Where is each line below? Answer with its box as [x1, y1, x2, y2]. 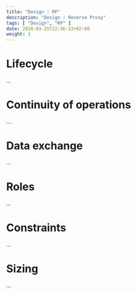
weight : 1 [6, 31, 31, 37]
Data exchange [6, 139, 83, 153]
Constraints [6, 221, 67, 235]
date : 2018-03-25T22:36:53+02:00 [6, 25, 90, 32]
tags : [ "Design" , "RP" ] [6, 20, 71, 26]
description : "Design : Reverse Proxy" [6, 14, 106, 20]
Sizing [6, 262, 38, 276]
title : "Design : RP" [6, 8, 61, 15]
